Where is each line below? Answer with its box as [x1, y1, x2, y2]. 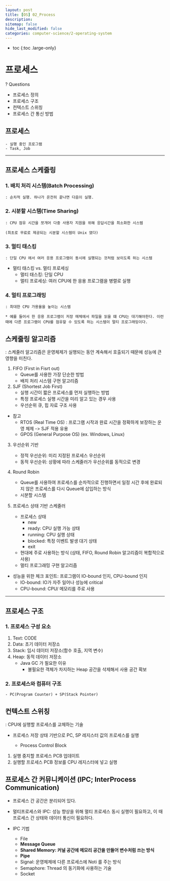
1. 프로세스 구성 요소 [5, 623, 52, 630]
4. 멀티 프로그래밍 [5, 292, 47, 299]
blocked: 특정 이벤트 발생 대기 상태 [27, 538, 97, 544]
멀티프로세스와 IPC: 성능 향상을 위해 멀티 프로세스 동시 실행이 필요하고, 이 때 [12, 808, 163, 814]
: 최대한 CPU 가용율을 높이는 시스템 [5, 304, 71, 309]
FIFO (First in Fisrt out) [12, 366, 60, 372]
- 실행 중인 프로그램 [5, 141, 42, 147]
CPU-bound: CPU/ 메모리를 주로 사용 [20, 586, 95, 592]
